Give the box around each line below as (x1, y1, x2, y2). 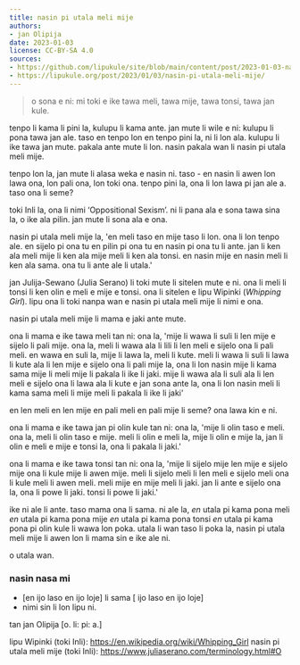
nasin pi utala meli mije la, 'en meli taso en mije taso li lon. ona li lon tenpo (9, 231, 279, 242)
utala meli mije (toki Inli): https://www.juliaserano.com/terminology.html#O (9, 646, 282, 657)
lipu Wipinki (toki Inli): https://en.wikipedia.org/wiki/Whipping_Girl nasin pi (9, 636, 279, 647)
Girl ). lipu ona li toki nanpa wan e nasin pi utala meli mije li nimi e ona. (9, 295, 263, 306)
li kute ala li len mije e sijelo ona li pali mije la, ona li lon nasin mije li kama (9, 359, 277, 370)
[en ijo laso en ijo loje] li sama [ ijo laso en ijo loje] (21, 593, 204, 603)
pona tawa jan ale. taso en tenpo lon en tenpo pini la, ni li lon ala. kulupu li (9, 131, 279, 143)
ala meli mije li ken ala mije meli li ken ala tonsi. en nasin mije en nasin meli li (9, 250, 288, 261)
